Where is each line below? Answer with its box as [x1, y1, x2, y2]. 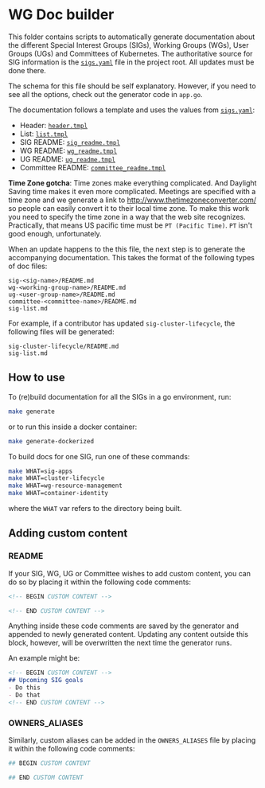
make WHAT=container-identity [8, 490, 109, 497]
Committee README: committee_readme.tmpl [19, 162, 166, 172]
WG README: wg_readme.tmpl [19, 146, 118, 155]
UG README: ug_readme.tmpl [19, 154, 116, 164]
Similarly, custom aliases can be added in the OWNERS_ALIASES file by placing [8, 735, 256, 745]
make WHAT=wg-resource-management [8, 482, 123, 490]
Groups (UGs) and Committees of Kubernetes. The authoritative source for [8, 49, 253, 58]
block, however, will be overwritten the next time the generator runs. [8, 638, 232, 648]
